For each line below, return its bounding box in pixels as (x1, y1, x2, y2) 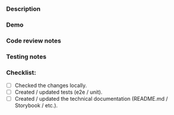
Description (6, 5, 41, 13)
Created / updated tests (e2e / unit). (14, 88, 102, 96)
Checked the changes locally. (14, 82, 87, 89)
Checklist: (6, 68, 37, 76)
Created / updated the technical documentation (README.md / (14, 95, 168, 103)
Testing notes (6, 52, 47, 60)
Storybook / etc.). (14, 102, 58, 109)
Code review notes (6, 36, 62, 44)
